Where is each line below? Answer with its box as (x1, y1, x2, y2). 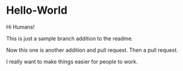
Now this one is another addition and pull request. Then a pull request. (6, 46, 178, 54)
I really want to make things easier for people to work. (6, 58, 138, 65)
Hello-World (6, 4, 68, 17)
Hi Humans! (6, 23, 35, 30)
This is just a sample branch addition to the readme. (6, 35, 133, 42)
